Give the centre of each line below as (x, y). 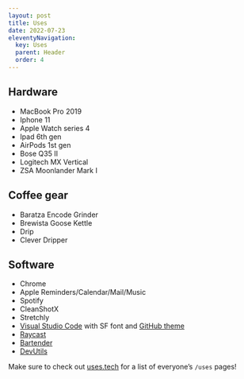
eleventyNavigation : (42, 38)
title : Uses (28, 23)
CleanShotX (39, 309)
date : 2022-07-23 (37, 30)
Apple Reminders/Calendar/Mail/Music (83, 292)
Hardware (33, 92)
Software (31, 264)
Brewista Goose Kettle (56, 222)
